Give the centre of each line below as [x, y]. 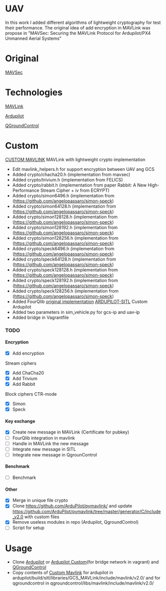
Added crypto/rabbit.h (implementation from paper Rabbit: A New [79, 185]
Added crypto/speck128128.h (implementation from [65, 270]
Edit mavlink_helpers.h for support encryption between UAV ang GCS [83, 169]
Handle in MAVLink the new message [50, 443]
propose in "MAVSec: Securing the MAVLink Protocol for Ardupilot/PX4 [78, 33]
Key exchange [20, 421]
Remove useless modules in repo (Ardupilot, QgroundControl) [76, 522]
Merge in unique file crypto [40, 500]
